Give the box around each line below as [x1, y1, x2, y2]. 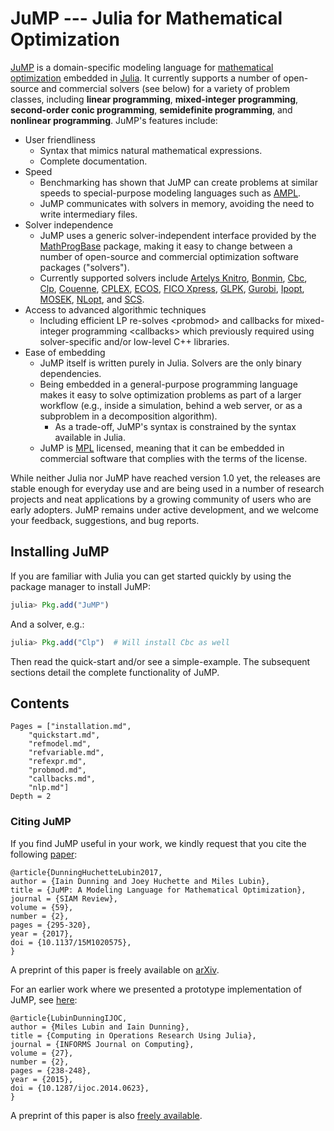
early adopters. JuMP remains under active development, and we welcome [10, 503, 320, 516]
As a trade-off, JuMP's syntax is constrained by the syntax [54, 420, 297, 432]
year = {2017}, [10, 928, 74, 939]
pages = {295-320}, [10, 920, 92, 930]
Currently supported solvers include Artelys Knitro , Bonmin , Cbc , [39, 272, 308, 284]
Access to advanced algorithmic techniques [24, 303, 207, 316]
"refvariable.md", [28, 748, 105, 758]
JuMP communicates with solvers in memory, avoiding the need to [39, 197, 315, 209]
